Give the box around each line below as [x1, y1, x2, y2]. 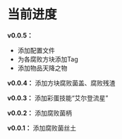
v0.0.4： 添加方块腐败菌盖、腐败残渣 [7, 78, 116, 87]
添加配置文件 [17, 46, 55, 54]
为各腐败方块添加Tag [17, 54, 79, 64]
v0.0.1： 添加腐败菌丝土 [7, 123, 77, 132]
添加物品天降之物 [17, 64, 68, 72]
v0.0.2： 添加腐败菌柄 [7, 109, 73, 117]
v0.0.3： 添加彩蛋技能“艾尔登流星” [7, 93, 109, 102]
